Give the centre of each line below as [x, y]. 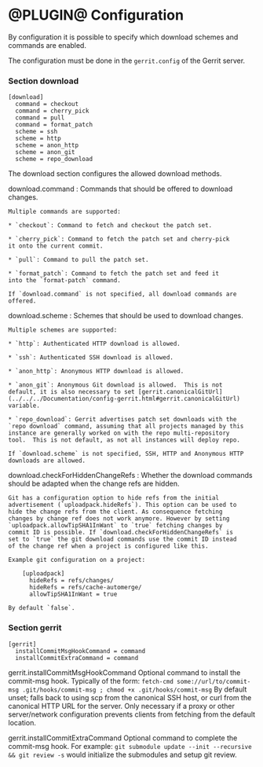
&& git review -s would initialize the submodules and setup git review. [122, 754]
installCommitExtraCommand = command [77, 658]
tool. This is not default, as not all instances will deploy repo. [124, 440]
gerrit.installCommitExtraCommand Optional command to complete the [123, 738]
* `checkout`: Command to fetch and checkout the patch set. [110, 226]
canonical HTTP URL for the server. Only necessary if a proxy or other [122, 706]
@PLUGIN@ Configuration [96, 15]
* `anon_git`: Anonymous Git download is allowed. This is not [115, 385]
